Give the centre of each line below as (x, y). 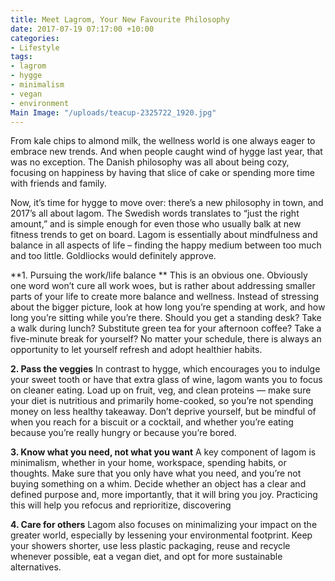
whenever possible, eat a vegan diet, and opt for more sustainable (146, 557)
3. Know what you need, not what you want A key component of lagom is (163, 452)
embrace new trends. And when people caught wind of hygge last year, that (166, 152)
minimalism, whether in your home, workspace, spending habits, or (148, 463)
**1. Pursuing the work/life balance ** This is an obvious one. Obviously (159, 275)
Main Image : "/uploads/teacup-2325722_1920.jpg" (113, 112)
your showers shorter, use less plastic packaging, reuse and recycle (150, 546)
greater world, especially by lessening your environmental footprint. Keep (161, 535)
